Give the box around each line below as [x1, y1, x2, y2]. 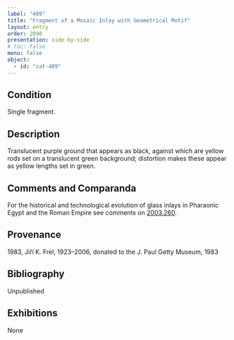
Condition [7, 89, 51, 101]
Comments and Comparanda [7, 182, 137, 194]
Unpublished [7, 286, 44, 295]
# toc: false [7, 43, 46, 50]
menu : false [7, 50, 42, 57]
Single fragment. [7, 107, 56, 116]
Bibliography [7, 268, 65, 280]
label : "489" [7, 10, 46, 18]
